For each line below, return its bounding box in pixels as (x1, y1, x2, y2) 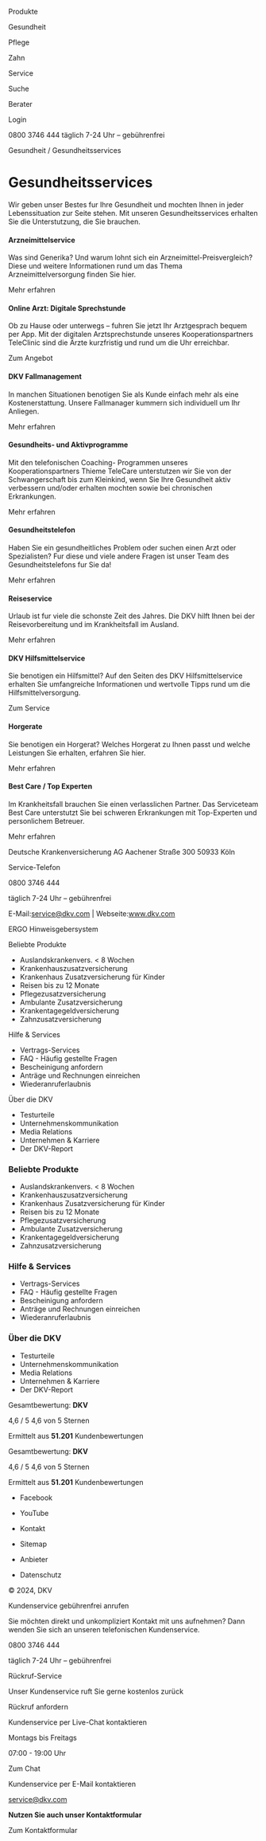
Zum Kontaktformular (8, 1825, 78, 1835)
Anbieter (19, 1554, 48, 1564)
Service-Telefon (8, 862, 61, 872)
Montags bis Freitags (8, 1733, 77, 1742)
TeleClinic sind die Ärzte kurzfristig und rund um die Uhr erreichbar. (8, 338, 230, 347)
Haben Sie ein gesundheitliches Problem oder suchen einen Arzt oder (8, 543, 237, 552)
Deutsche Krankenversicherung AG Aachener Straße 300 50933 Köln (8, 847, 236, 856)
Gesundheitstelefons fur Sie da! (8, 559, 112, 569)
